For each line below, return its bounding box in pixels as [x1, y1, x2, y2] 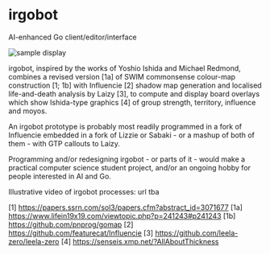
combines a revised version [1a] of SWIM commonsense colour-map [8, 72, 236, 81]
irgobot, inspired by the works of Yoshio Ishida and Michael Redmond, [8, 63, 242, 73]
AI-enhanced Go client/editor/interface [8, 32, 137, 42]
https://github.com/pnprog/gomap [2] [8, 219, 134, 229]
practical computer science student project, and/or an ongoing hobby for [8, 162, 251, 172]
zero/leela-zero [8, 236, 60, 246]
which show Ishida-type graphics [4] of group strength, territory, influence [8, 97, 256, 107]
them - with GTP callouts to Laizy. [8, 138, 121, 148]
